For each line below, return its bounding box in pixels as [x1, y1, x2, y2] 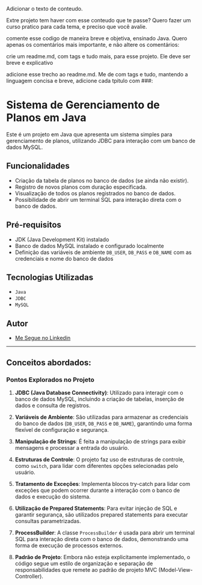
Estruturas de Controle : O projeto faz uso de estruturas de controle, [14, 456, 185, 463]
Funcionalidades [6, 161, 70, 171]
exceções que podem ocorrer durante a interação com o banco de [14, 486, 180, 494]
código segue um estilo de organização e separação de [14, 560, 153, 567]
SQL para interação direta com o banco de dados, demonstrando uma [14, 535, 189, 542]
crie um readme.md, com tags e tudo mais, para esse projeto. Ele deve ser [6, 53, 191, 59]
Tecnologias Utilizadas [6, 272, 94, 282]
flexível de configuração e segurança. [14, 426, 109, 433]
